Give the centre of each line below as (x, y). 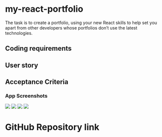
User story (22, 65)
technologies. (19, 33)
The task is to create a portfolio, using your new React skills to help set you (81, 23)
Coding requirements (38, 48)
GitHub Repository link (52, 127)
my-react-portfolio (44, 9)
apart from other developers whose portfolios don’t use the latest (71, 27)
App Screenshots (26, 96)
